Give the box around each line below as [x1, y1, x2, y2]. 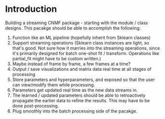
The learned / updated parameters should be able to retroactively [12, 92, 146, 98]
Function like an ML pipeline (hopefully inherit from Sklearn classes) [12, 35, 151, 40]
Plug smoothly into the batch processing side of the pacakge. [12, 108, 137, 114]
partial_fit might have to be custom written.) [12, 55, 101, 61]
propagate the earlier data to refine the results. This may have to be [12, 97, 150, 103]
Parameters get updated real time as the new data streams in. [12, 87, 138, 93]
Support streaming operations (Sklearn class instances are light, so [12, 40, 149, 45]
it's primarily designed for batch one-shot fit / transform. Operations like [12, 50, 160, 56]
